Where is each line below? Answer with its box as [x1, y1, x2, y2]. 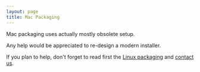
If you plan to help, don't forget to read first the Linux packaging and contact [6, 53, 194, 60]
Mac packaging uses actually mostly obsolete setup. [6, 30, 135, 37]
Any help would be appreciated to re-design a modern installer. [6, 42, 161, 49]
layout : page [6, 8, 39, 15]
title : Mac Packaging [6, 14, 60, 20]
